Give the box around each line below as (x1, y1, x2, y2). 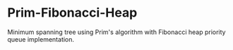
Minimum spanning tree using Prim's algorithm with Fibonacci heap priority (7, 28, 226, 36)
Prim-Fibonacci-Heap (7, 5, 138, 21)
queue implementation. (7, 35, 75, 43)
